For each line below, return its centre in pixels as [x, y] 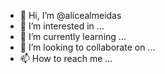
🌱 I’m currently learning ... [73, 36]
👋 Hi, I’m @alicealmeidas [70, 15]
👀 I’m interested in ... [62, 26]
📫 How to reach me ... [66, 58]
